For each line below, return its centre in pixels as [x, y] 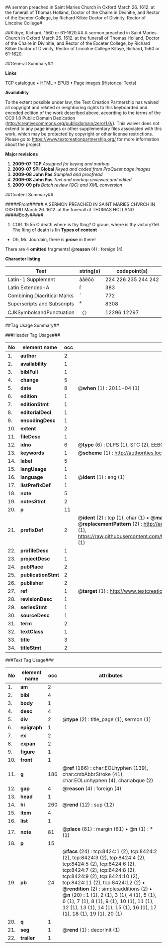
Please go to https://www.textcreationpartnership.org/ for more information [82, 139]
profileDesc [35, 551]
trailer [28, 938]
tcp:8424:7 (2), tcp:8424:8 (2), [99, 870]
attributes [111, 676]
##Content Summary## [29, 195]
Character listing [23, 259]
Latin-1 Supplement [32, 279]
